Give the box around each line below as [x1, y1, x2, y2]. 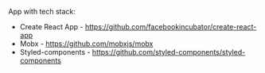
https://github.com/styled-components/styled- [92, 48, 246, 56]
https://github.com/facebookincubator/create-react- [84, 22, 257, 31]
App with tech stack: [8, 7, 76, 16]
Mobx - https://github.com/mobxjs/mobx [19, 39, 154, 48]
